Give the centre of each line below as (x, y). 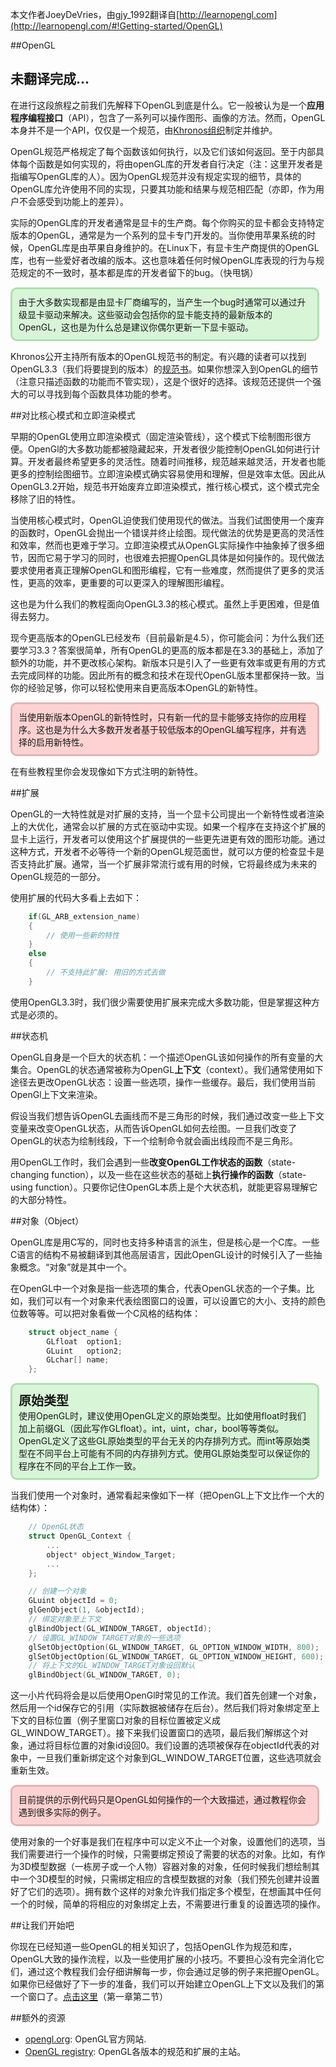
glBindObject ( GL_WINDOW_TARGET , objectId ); (120, 1628)
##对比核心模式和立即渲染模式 (73, 415)
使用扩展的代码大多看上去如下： (76, 897)
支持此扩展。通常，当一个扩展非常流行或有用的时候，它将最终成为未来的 (167, 864)
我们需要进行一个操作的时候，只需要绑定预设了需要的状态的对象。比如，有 (163, 1854)
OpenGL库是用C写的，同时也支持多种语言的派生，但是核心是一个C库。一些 (165, 1242)
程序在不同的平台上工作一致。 (80, 1466)
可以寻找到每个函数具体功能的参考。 (102, 394)
